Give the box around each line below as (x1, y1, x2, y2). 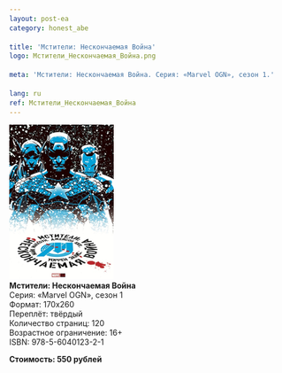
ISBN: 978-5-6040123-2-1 (9, 337, 104, 347)
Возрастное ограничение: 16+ (9, 327, 123, 338)
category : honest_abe (9, 23, 89, 33)
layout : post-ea (9, 14, 69, 23)
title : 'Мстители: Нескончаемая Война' (9, 43, 156, 51)
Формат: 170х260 (9, 299, 75, 309)
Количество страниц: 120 (9, 317, 105, 328)
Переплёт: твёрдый (9, 308, 83, 319)
